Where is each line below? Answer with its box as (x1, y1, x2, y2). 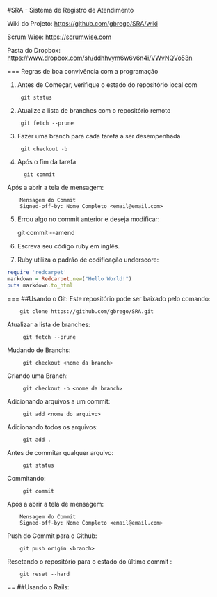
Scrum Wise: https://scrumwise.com (7, 33, 112, 41)
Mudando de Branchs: (7, 346, 71, 354)
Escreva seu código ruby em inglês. (17, 242, 120, 250)
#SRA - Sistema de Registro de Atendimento (7, 6, 134, 14)
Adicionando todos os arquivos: (7, 422, 99, 431)
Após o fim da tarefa (17, 158, 77, 166)
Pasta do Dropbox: (7, 47, 61, 54)
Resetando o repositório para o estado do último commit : (7, 557, 172, 566)
